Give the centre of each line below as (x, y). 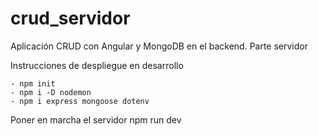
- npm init (33, 83)
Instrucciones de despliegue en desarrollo (97, 65)
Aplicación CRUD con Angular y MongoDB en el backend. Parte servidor (159, 46)
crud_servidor (70, 18)
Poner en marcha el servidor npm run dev (96, 119)
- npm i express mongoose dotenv (80, 101)
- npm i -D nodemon (51, 92)
